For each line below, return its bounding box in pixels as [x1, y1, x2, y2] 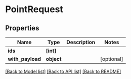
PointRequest [5, 4, 63, 15]
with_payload [8, 56, 41, 62]
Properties [5, 24, 39, 32]
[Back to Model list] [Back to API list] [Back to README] [5, 68, 121, 74]
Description [66, 39, 96, 46]
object [46, 56, 62, 62]
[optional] [100, 56, 123, 62]
